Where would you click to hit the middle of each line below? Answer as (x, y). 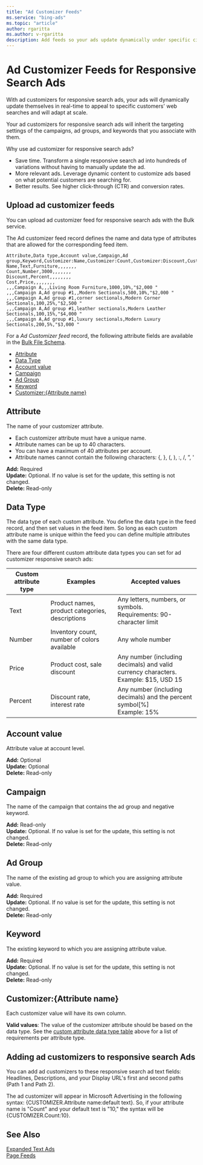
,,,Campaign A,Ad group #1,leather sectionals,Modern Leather (86, 309)
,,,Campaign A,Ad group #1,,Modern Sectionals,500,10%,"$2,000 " (90, 292)
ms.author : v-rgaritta (35, 35)
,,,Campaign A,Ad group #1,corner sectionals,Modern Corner (84, 298)
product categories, (79, 611)
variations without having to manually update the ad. (80, 167)
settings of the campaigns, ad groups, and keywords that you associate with (101, 130)
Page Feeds (21, 1156)
